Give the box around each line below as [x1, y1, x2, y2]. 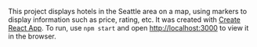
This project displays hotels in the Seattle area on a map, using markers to [8, 7, 248, 16]
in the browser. [8, 31, 56, 41]
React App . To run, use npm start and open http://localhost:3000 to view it [8, 23, 249, 32]
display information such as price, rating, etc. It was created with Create [8, 15, 241, 24]
